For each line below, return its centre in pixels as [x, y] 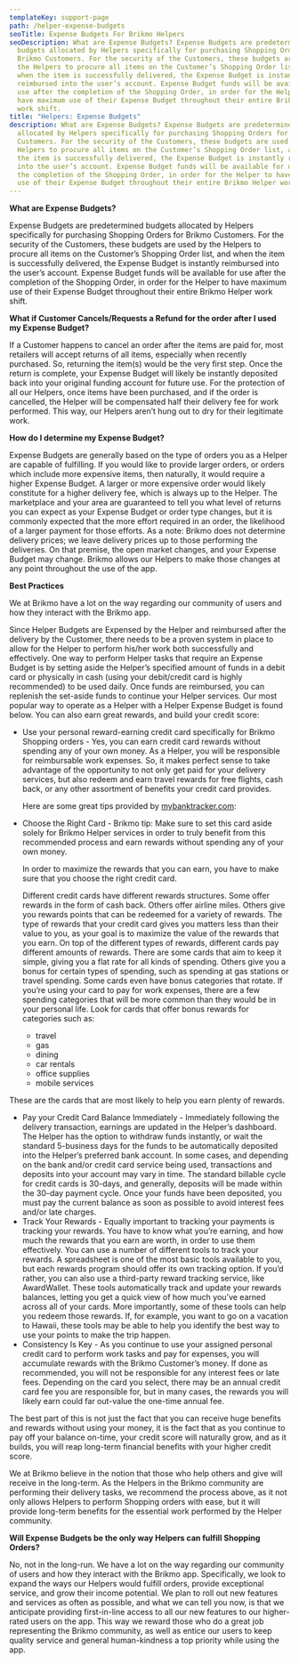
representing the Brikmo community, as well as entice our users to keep [141, 1631]
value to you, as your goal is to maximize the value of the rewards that [150, 933]
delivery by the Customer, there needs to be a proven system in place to [141, 639]
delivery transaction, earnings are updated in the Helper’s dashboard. [149, 1127]
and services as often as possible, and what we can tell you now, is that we [147, 1603]
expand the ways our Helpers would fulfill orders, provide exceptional [137, 1584]
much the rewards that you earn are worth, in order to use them [138, 1240]
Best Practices [37, 586]
